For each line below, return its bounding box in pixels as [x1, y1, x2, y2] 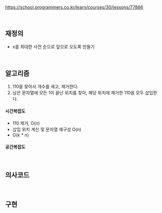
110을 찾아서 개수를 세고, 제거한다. [12, 83, 79, 89]
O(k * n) [12, 132, 29, 138]
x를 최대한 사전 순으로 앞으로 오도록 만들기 [12, 43, 95, 49]
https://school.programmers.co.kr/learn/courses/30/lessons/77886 [5, 4, 144, 10]
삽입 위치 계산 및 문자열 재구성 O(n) [12, 126, 82, 132]
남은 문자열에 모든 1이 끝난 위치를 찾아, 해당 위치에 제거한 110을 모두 [12, 90, 144, 96]
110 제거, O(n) [12, 120, 40, 126]
